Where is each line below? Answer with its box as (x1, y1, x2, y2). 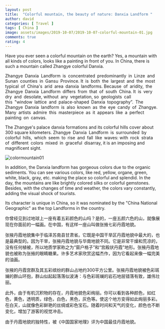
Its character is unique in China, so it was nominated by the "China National (5, 200, 158, 206)
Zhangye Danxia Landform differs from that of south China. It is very (5, 88, 153, 94)
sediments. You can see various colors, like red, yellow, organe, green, (5, 169, 148, 175)
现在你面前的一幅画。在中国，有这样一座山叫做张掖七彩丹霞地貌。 (5, 221, 138, 227)
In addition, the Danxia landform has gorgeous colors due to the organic (5, 164, 151, 170)
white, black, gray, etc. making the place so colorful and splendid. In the (5, 174, 151, 180)
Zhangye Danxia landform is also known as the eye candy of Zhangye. (5, 104, 158, 110)
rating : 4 (5, 39, 26, 44)
